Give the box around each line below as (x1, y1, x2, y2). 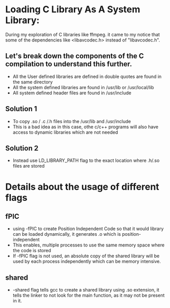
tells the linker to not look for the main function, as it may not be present (12, 292, 165, 298)
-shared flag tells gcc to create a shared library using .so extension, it (12, 287, 160, 293)
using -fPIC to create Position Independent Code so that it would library (12, 225, 164, 232)
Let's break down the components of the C (5, 52, 144, 60)
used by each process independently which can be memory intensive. (12, 258, 161, 264)
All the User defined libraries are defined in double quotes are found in (12, 73, 162, 79)
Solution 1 (5, 105, 37, 113)
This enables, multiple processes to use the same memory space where (12, 242, 165, 248)
